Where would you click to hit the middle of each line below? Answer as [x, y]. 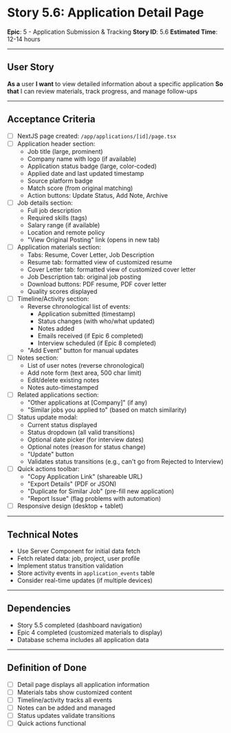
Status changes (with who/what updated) [96, 321]
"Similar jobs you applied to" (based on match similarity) [107, 410]
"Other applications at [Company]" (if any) [87, 402]
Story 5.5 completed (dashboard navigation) [79, 625]
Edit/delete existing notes [63, 380]
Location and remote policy [66, 232]
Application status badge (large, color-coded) [92, 166]
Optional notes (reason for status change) [87, 447]
